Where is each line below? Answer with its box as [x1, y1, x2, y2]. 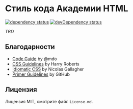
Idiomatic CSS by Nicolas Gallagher [12, 66, 84, 72]
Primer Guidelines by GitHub [12, 71, 70, 77]
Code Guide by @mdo [12, 56, 57, 62]
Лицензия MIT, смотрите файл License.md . [5, 98, 93, 104]
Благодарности [5, 43, 55, 51]
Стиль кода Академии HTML [5, 3, 129, 14]
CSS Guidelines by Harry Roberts [12, 61, 80, 66]
